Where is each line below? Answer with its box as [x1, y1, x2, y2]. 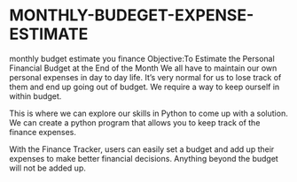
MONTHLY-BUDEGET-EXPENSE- [9, 5, 254, 26]
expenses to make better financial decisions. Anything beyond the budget [9, 153, 279, 163]
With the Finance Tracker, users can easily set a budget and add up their [9, 143, 275, 155]
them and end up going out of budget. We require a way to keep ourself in [9, 81, 280, 92]
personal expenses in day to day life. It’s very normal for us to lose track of [9, 72, 282, 82]
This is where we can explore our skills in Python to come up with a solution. [9, 108, 288, 118]
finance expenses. [9, 126, 77, 137]
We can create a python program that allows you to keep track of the [9, 117, 261, 128]
